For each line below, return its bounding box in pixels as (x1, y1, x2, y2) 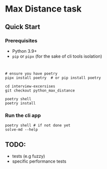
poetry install (5, 101, 36, 106)
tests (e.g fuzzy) (12, 153, 45, 159)
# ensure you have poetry (5, 71, 57, 76)
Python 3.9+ (12, 48, 37, 54)
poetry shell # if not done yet (5, 123, 71, 128)
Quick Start (5, 23, 40, 31)
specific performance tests (12, 158, 67, 164)
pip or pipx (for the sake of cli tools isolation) (12, 53, 102, 59)
